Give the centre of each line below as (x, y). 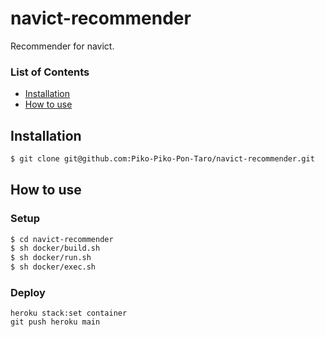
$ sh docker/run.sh (51, 258)
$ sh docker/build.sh (55, 248)
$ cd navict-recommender (62, 239)
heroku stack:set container (69, 313)
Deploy (28, 293)
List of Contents (50, 72)
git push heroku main (55, 322)
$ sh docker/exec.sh (53, 267)
